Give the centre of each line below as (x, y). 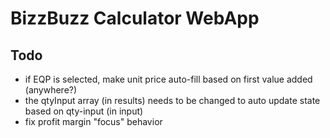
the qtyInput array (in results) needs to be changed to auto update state (172, 100)
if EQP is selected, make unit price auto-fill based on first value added (168, 79)
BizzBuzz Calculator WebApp (135, 18)
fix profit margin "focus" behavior (93, 121)
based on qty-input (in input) (84, 111)
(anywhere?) (51, 90)
